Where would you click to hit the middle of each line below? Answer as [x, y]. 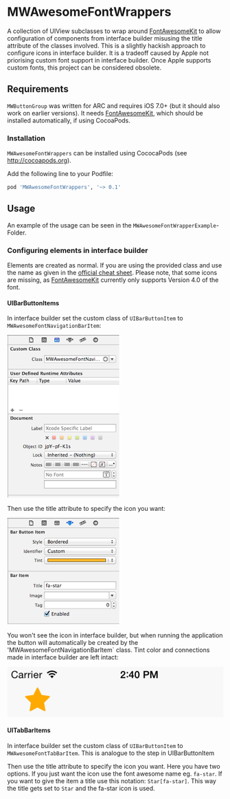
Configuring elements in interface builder [78, 250]
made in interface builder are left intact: [63, 657]
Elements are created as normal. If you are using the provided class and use [115, 265]
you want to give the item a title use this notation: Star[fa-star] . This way [112, 780]
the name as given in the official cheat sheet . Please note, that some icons [112, 273]
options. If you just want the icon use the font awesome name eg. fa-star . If [115, 774]
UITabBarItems [29, 730]
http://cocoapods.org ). [39, 161]
